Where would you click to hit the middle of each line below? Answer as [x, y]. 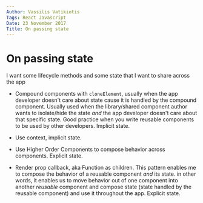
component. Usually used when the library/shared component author [101, 107]
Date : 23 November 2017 [36, 23]
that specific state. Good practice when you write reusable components [105, 119]
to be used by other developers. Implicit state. [72, 126]
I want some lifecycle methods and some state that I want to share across [98, 76]
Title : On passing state [38, 29]
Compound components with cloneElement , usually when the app [96, 94]
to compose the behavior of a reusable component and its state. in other [105, 174]
